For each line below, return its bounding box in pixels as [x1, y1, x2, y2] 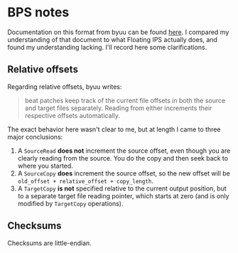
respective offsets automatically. [24, 111, 121, 119]
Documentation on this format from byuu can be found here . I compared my [7, 28, 229, 36]
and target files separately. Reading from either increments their [24, 104, 212, 112]
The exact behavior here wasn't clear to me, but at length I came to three [7, 125, 222, 134]
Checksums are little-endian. [7, 239, 92, 247]
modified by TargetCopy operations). [17, 199, 124, 208]
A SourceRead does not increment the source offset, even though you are [17, 146, 231, 155]
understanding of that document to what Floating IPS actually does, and [7, 35, 218, 43]
